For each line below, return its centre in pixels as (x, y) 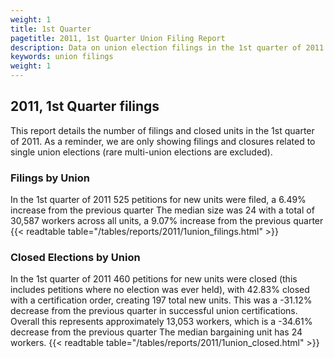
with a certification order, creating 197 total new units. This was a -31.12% (161, 300)
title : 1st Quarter (51, 29)
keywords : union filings (62, 57)
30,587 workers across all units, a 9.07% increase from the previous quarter (167, 221)
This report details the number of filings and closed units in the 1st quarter (162, 130)
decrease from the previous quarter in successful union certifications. (154, 311)
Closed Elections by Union (75, 258)
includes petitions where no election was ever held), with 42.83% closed (160, 290)
